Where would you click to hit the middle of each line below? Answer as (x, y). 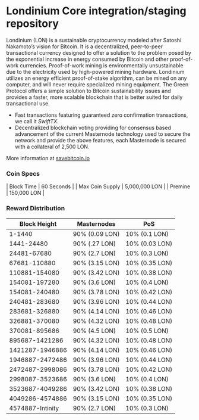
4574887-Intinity (34, 408)
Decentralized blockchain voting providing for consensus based (93, 127)
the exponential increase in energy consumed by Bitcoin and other (87, 59)
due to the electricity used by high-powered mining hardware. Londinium (96, 71)
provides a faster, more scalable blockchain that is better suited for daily (94, 97)
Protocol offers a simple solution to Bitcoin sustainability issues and (89, 91)
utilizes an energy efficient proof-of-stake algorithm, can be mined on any (97, 78)
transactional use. (28, 103)
